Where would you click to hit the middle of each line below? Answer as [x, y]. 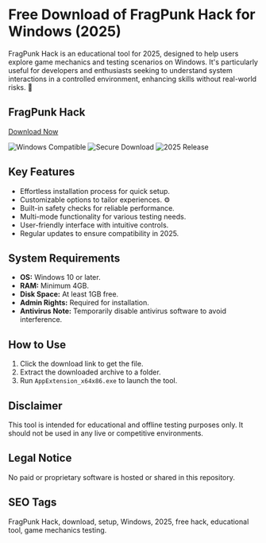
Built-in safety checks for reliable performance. [97, 208]
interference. [41, 320]
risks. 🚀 [21, 87]
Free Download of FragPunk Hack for [132, 15]
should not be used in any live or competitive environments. [106, 433]
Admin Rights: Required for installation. [84, 303]
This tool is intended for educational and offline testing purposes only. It [126, 425]
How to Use [37, 345]
